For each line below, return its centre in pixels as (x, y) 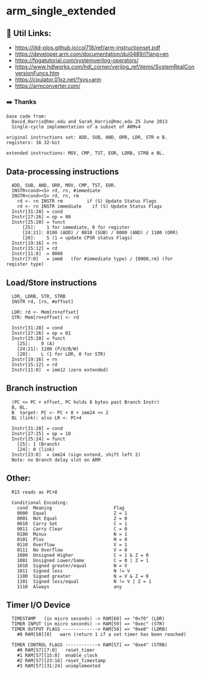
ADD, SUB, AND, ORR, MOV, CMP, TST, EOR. (64, 185)
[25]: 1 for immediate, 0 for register (76, 227)
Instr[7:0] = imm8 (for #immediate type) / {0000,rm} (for (92, 259)
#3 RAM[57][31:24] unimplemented (59, 666)
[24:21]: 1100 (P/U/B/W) (48, 349)
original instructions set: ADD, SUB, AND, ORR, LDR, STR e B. (87, 137)
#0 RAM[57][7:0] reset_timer (56, 650)
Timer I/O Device (38, 605)
